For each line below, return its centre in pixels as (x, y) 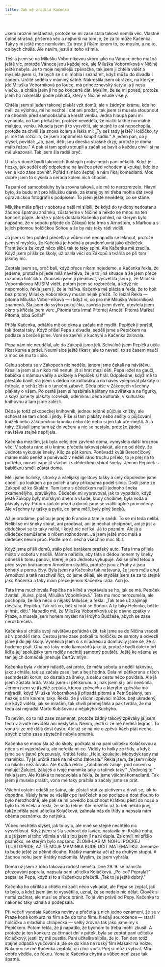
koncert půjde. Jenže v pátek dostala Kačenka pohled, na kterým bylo (76, 217)
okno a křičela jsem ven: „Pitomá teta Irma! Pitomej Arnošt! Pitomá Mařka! (80, 310)
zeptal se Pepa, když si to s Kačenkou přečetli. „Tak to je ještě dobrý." (75, 877)
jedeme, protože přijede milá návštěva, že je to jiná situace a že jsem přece (81, 273)
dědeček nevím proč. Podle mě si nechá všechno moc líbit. (65, 539)
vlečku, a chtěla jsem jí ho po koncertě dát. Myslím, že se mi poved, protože (82, 90)
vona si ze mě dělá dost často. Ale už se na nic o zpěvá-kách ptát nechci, (80, 729)
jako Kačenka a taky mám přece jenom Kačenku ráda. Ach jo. (67, 580)
